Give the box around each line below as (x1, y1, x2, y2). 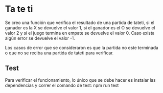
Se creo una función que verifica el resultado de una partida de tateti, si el (5, 20, 155, 25)
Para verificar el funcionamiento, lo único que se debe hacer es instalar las (5, 77, 156, 83)
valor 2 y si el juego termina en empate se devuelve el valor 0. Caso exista (5, 30, 155, 36)
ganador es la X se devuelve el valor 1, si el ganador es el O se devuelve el (5, 24, 155, 30)
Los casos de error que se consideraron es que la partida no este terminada (5, 45, 159, 50)
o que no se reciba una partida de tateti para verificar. (5, 50, 114, 56)
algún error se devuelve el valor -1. (5, 35, 75, 41)
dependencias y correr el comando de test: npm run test (5, 82, 119, 88)
